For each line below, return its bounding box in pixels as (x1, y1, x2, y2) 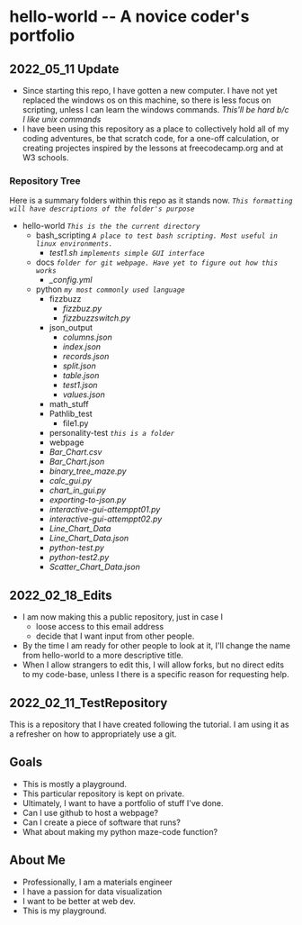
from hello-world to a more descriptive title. (22, 650, 184, 661)
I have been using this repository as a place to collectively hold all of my (22, 123, 289, 134)
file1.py (62, 418, 89, 429)
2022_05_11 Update (9, 61, 120, 77)
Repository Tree (9, 174, 81, 186)
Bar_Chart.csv (49, 447, 102, 458)
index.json (62, 341, 102, 352)
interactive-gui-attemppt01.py (49, 504, 161, 515)
